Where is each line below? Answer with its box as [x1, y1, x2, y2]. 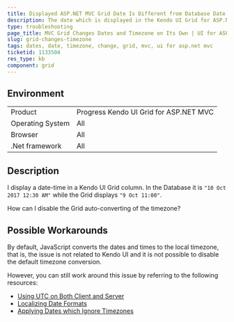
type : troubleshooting [7, 23, 73, 30]
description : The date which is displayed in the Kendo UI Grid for [7, 17, 210, 24]
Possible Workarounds [7, 224, 108, 236]
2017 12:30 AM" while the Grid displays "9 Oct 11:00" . [7, 191, 162, 199]
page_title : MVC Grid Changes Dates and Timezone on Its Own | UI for [7, 29, 217, 37]
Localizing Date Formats [17, 300, 87, 308]
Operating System [10, 119, 70, 129]
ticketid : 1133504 [7, 49, 61, 56]
